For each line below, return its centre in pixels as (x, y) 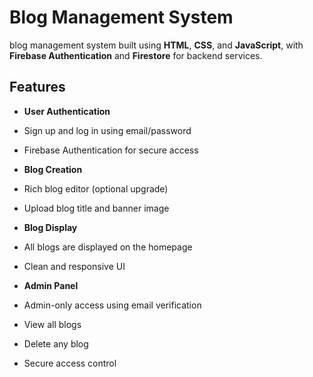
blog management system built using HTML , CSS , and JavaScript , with (156, 45)
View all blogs (52, 324)
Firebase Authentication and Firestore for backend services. (136, 55)
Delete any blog (56, 343)
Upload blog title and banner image (96, 208)
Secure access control (70, 363)
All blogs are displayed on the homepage (108, 247)
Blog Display (50, 227)
